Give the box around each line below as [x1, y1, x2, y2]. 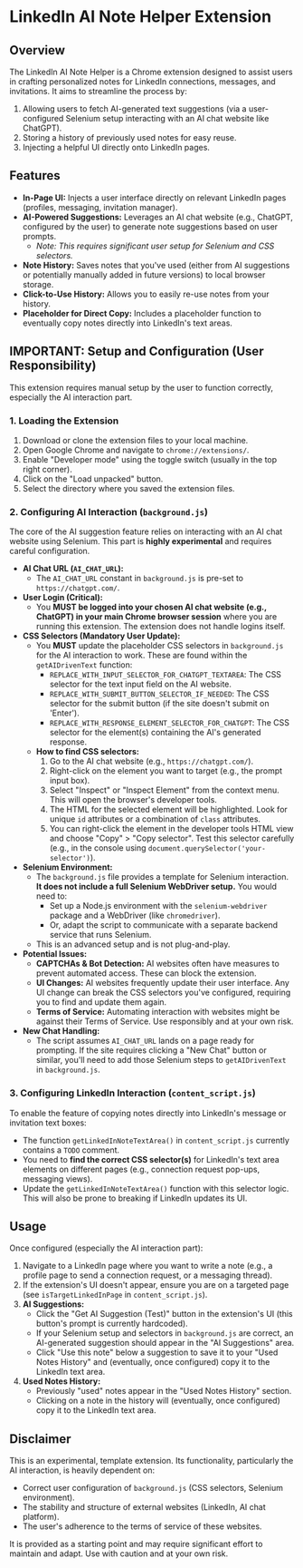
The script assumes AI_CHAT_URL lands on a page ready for [35, 1036, 255, 1047]
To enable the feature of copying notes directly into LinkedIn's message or [9, 1107, 287, 1118]
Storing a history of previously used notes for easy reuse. [22, 132, 237, 142]
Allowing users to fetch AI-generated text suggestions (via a [22, 103, 247, 114]
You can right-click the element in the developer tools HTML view [49, 823, 294, 834]
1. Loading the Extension [9, 414, 119, 427]
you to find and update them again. [35, 997, 167, 1008]
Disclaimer [9, 1431, 71, 1446]
